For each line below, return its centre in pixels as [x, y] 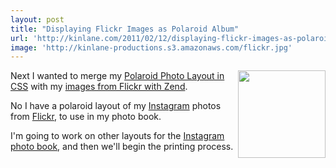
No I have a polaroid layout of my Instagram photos [116, 106]
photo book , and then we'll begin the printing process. [122, 147]
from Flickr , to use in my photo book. [86, 117]
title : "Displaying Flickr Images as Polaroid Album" [125, 29]
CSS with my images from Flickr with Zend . [99, 87]
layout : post [37, 19]
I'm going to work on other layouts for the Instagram [117, 136]
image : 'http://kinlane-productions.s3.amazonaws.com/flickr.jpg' [151, 47]
